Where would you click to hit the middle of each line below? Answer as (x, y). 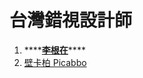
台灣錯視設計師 (71, 20)
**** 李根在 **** (54, 50)
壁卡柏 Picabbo (55, 62)
